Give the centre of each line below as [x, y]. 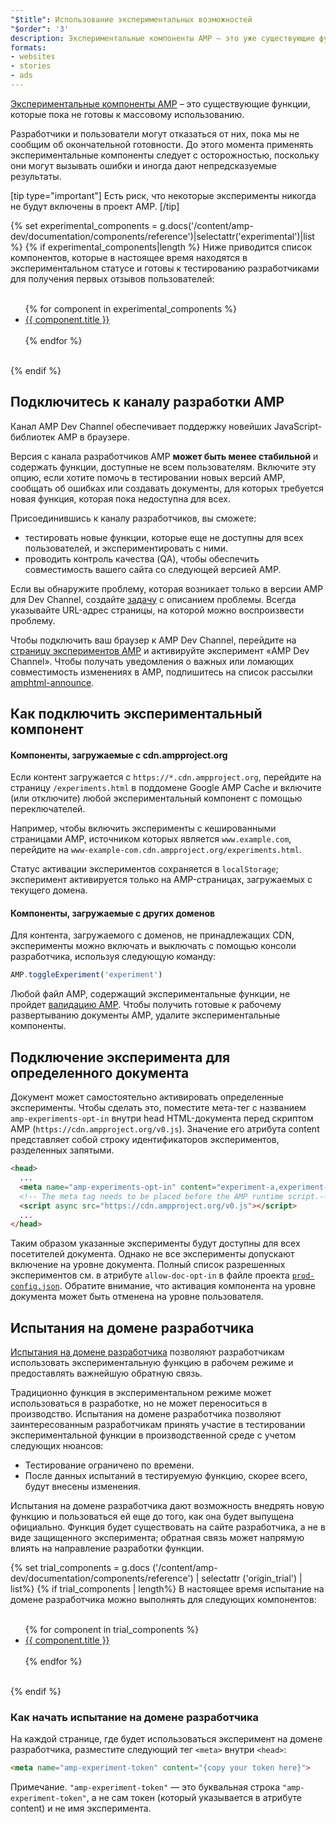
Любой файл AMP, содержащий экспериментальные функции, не [150, 994]
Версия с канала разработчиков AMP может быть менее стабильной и [164, 456]
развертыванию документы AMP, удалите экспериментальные [145, 1015]
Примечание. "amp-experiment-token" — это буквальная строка [145, 1787]
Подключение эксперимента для [120, 1057]
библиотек [33, 437]
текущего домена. [49, 890]
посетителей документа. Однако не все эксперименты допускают [152, 1254]
